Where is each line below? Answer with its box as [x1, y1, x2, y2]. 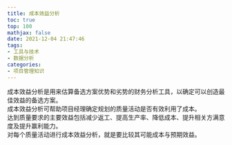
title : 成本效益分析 [7, 10, 60, 17]
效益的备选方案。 [12, 96, 62, 104]
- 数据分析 [7, 55, 35, 62]
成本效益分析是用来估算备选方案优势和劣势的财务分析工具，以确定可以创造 [7, 87, 219, 96]
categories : [7, 61, 41, 68]
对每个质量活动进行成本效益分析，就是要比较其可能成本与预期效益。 [7, 130, 201, 138]
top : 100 [7, 23, 32, 30]
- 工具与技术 [7, 49, 39, 56]
